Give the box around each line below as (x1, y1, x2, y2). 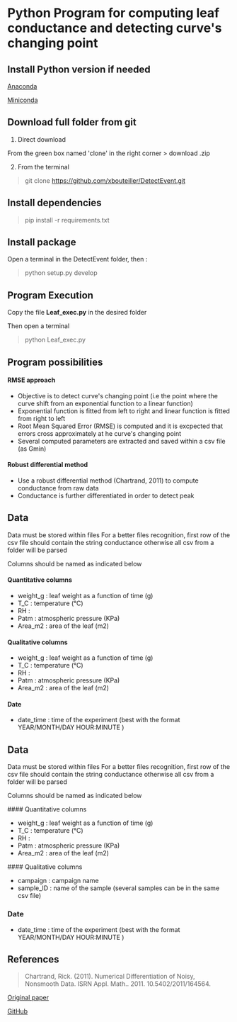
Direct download (17, 135, 66, 143)
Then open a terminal (7, 322, 70, 330)
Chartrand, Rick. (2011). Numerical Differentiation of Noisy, (24, 972, 196, 981)
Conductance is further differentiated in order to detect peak (17, 491, 195, 500)
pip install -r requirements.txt (24, 215, 110, 224)
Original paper (7, 994, 50, 1002)
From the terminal (17, 162, 69, 171)
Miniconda (7, 96, 38, 104)
